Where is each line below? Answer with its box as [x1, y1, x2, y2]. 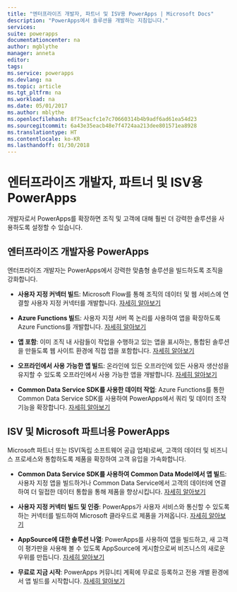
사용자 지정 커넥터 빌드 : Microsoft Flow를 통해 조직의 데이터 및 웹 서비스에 [17, 289, 222, 298]
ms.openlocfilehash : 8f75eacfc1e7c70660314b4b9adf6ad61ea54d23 [7, 115, 197, 122]
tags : [7, 63, 23, 70]
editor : [7, 57, 30, 64]
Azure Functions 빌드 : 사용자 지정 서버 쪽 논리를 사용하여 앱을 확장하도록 [17, 313, 221, 322]
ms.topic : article [7, 83, 61, 90]
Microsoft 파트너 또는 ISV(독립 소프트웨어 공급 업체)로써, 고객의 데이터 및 [7, 446, 209, 454]
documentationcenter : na [7, 37, 80, 44]
